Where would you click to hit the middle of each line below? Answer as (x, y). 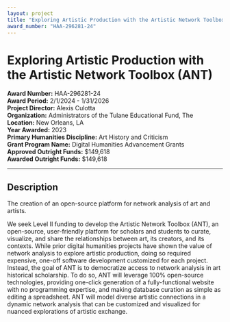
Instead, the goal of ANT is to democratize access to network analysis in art (114, 268)
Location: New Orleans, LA (46, 123)
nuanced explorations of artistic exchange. (67, 312)
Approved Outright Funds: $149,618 (59, 152)
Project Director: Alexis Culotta (51, 108)
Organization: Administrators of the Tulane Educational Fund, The (100, 115)
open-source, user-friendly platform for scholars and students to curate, (109, 232)
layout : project (30, 13)
